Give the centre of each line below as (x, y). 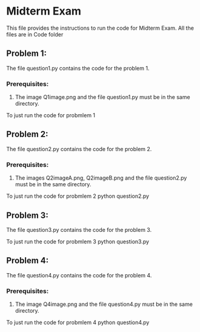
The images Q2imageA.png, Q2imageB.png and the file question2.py (101, 178)
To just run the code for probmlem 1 (51, 115)
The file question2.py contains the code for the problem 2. (79, 149)
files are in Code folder (35, 34)
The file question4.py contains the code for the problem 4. (79, 275)
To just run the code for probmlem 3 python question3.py (78, 242)
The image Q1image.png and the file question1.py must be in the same (102, 97)
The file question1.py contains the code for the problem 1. (78, 68)
